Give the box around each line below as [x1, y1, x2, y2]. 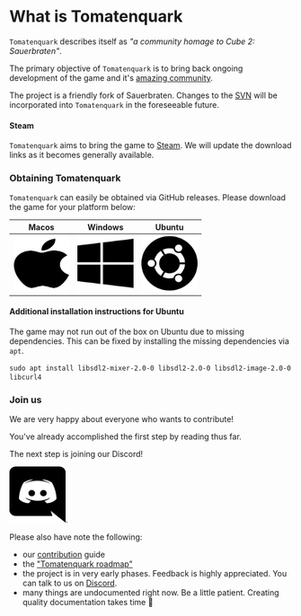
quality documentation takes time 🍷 [22, 597, 154, 608]
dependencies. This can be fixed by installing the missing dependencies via [9, 335, 290, 347]
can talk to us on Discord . [22, 577, 118, 589]
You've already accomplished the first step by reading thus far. [9, 431, 243, 442]
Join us [9, 393, 42, 406]
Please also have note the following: [9, 532, 143, 542]
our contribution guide [22, 550, 106, 560]
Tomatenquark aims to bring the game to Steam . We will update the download [9, 140, 292, 151]
